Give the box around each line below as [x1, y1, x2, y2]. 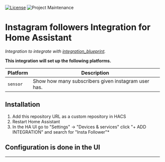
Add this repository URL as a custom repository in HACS [12, 113, 126, 119]
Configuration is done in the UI [5, 143, 101, 152]
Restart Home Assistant [12, 118, 60, 124]
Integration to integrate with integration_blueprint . [5, 48, 106, 54]
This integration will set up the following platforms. [5, 58, 111, 64]
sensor [7, 81, 23, 87]
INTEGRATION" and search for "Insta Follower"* [12, 129, 110, 135]
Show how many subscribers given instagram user [32, 77, 150, 84]
